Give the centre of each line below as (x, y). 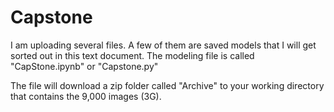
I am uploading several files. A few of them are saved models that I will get (163, 45)
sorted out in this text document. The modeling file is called (132, 55)
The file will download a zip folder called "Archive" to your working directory (167, 85)
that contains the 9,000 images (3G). (86, 96)
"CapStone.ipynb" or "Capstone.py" (84, 66)
